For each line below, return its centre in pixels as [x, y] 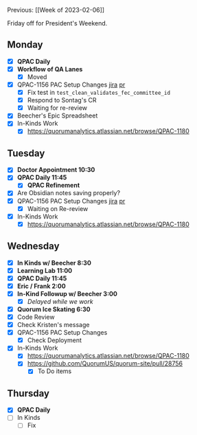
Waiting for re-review [57, 108]
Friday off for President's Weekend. [57, 23]
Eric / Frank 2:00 [42, 286]
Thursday [28, 393]
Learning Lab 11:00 [45, 270]
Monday [25, 45]
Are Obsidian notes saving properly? [69, 193]
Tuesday [26, 153]
